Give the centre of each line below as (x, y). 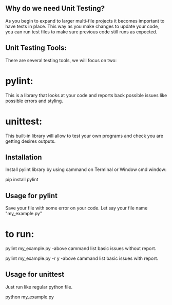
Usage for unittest (35, 274)
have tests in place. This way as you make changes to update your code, (82, 26)
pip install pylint (22, 180)
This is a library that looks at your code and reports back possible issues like (86, 95)
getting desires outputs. (31, 141)
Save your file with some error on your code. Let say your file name (77, 208)
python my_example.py (30, 297)
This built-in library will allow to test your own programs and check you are (84, 136)
